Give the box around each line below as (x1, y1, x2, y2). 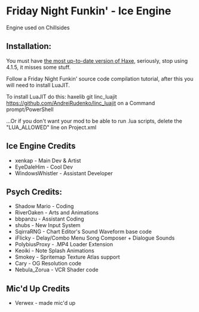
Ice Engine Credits (6, 141, 76, 151)
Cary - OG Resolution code (14, 260, 82, 267)
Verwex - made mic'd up (14, 299, 76, 307)
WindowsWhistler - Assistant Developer (14, 169, 113, 177)
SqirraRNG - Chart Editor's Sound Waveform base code (14, 228, 152, 235)
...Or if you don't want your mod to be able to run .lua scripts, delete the (6, 117, 182, 124)
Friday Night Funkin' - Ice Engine (6, 4, 172, 18)
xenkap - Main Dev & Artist (14, 157, 81, 164)
